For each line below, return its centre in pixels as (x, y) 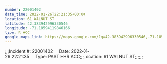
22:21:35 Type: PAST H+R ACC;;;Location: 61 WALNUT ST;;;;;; (77, 56)
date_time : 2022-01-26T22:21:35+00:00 (45, 14)
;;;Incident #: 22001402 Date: (38, 51)
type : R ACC (17, 32)
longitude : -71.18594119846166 (38, 28)
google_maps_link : (24, 37)
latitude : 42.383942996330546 (37, 23)
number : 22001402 (23, 10)
